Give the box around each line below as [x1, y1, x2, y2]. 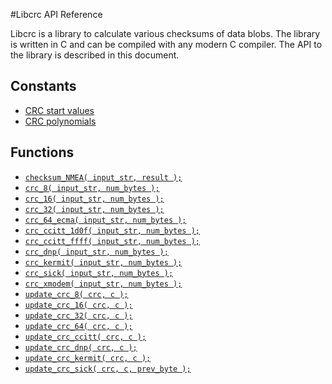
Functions [10, 144, 75, 161]
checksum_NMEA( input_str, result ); [24, 172, 183, 183]
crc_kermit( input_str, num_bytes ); [24, 257, 183, 268]
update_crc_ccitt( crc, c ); [24, 332, 147, 342]
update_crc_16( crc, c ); [24, 300, 133, 310]
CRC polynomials [24, 115, 97, 127]
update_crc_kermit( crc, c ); [24, 353, 152, 363]
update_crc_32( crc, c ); [24, 310, 133, 321]
